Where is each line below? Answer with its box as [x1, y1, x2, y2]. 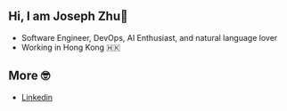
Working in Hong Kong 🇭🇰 [20, 42, 121, 52]
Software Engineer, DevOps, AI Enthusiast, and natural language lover [20, 32, 278, 43]
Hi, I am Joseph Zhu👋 [8, 9, 128, 24]
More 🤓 [8, 68, 51, 83]
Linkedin [20, 91, 53, 102]
